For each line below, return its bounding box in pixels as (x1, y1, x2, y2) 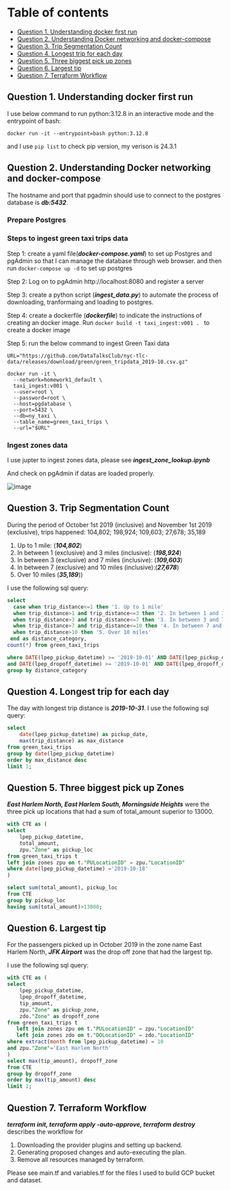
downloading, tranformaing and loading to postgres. (7, 297, 154, 306)
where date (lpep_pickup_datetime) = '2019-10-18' (7, 865, 149, 873)
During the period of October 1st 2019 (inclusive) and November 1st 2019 (7, 520, 212, 529)
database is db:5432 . (7, 198, 68, 207)
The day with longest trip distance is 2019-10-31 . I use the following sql (7, 704, 209, 712)
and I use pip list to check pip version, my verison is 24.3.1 (7, 142, 177, 150)
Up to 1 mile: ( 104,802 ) (16, 541, 82, 549)
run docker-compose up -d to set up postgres (7, 264, 133, 272)
